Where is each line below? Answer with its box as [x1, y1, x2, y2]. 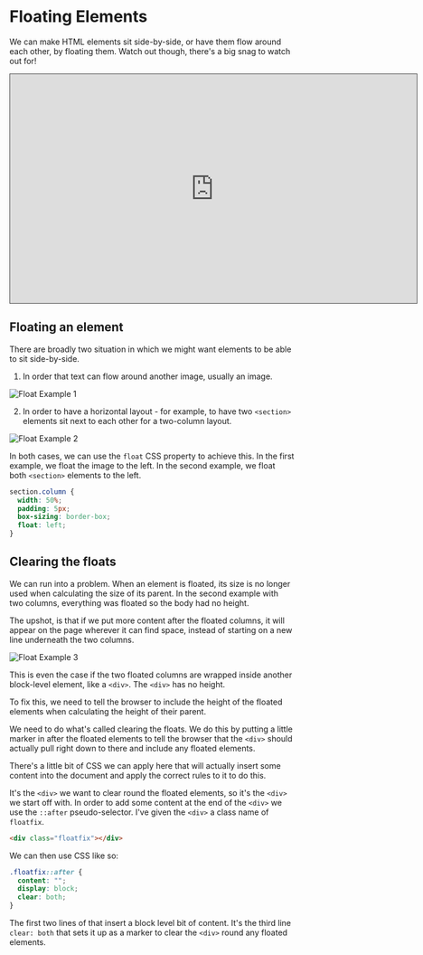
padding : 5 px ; [17, 504, 70, 513]
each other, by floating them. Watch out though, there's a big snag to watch [9, 45, 291, 56]
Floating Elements [9, 6, 147, 27]
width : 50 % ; [17, 496, 63, 505]
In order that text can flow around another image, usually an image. [22, 371, 273, 382]
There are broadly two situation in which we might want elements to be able [9, 344, 292, 355]
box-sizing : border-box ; [17, 513, 111, 522]
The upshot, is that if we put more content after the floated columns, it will [9, 615, 285, 626]
